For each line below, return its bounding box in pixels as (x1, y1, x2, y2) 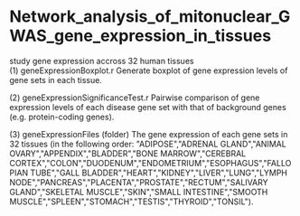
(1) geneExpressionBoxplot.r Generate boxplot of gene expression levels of (9, 65, 288, 76)
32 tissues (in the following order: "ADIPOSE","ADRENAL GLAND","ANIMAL (9, 138, 286, 149)
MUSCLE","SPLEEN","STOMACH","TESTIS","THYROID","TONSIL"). (9, 196, 255, 207)
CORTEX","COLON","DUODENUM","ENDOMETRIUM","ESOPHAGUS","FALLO (9, 157, 292, 168)
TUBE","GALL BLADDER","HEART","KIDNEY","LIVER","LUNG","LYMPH (30, 167, 287, 178)
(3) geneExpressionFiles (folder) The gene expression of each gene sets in (9, 128, 288, 139)
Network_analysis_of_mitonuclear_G (9, 6, 291, 27)
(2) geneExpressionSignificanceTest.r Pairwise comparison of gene (9, 92, 260, 103)
